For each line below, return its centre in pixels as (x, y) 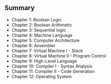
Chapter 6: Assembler (33, 45)
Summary (20, 8)
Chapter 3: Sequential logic (39, 30)
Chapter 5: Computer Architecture (46, 40)
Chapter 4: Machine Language (42, 35)
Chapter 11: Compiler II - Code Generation (53, 71)
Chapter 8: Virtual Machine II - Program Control (59, 56)
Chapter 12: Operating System (42, 76)
